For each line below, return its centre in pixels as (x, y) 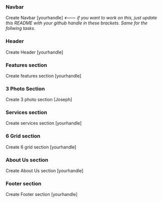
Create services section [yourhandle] (44, 123)
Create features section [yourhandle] (43, 76)
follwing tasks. (21, 28)
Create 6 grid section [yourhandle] (41, 147)
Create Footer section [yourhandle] (41, 195)
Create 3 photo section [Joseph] (39, 100)
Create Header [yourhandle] (35, 52)
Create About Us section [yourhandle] (44, 171)
